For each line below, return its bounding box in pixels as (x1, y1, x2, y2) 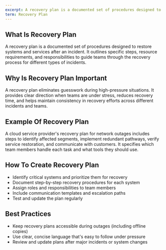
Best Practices (5, 210, 51, 218)
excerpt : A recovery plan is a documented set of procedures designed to (5, 7, 162, 12)
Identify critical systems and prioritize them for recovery (12, 174, 128, 180)
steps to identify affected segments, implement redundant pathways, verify (5, 135, 160, 142)
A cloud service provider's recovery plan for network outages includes (5, 130, 150, 136)
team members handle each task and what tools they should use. (5, 146, 139, 152)
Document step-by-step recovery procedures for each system (12, 179, 140, 185)
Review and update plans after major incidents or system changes (12, 239, 148, 245)
